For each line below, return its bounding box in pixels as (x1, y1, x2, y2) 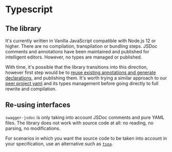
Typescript (5, 4, 53, 15)
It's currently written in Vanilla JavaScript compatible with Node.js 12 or (5, 37, 156, 44)
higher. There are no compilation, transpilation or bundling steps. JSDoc (5, 43, 158, 49)
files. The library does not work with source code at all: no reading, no (5, 120, 154, 126)
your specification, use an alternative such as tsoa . (5, 140, 113, 147)
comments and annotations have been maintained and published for (5, 49, 150, 54)
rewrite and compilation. (5, 86, 56, 92)
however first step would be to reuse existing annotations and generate (5, 69, 156, 75)
